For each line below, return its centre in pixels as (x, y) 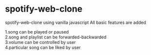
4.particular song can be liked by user (43, 47)
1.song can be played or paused (37, 32)
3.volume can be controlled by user (41, 42)
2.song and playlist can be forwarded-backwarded (56, 37)
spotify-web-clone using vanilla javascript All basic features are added (76, 22)
